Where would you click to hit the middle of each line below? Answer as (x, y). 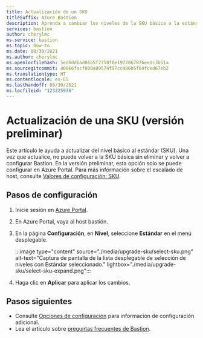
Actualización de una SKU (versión (95, 121)
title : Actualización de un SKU (47, 12)
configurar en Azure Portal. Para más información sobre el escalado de (95, 170)
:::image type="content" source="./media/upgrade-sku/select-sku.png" (104, 251)
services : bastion (29, 29)
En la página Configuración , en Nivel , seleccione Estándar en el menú (103, 233)
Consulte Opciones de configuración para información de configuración (105, 316)
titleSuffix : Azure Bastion (42, 18)
